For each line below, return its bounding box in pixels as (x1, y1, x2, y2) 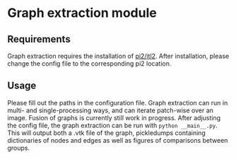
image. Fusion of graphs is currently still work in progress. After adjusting (7, 113, 221, 122)
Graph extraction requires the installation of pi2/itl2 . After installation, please (7, 52, 230, 60)
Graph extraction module (7, 5, 157, 21)
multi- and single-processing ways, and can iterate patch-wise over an (7, 106, 214, 114)
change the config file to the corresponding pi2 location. (7, 59, 172, 68)
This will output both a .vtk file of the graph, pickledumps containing (7, 129, 206, 137)
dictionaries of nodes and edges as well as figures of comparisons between (7, 136, 228, 144)
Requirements (7, 33, 71, 45)
